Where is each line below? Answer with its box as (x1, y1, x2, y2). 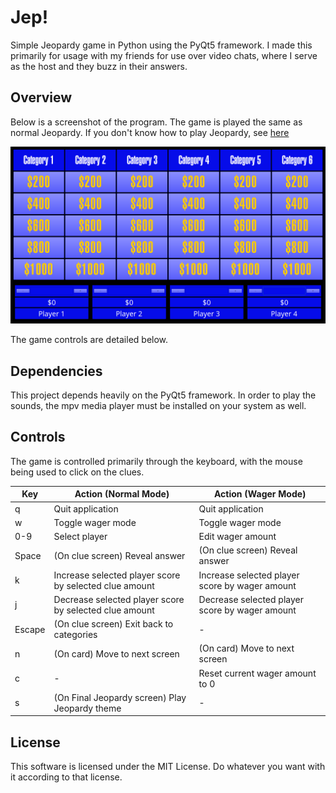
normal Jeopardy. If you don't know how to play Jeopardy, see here (10, 126, 290, 138)
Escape (14, 623, 46, 635)
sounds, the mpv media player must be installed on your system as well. (10, 400, 307, 412)
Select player (53, 531, 108, 543)
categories (53, 629, 98, 641)
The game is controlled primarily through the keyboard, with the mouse (10, 455, 303, 467)
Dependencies (10, 362, 103, 380)
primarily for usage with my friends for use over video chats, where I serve (10, 49, 318, 61)
